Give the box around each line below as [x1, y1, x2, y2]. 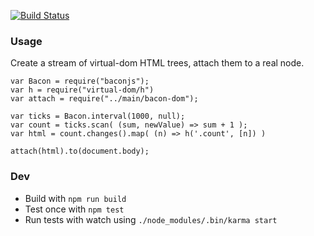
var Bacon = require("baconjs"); [10, 76, 150, 87]
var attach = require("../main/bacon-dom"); [10, 94, 199, 104]
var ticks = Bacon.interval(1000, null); [10, 111, 186, 122]
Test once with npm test [24, 203, 125, 215]
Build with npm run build [24, 192, 127, 204]
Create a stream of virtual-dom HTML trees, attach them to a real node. [10, 57, 305, 69]
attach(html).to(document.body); [10, 146, 150, 157]
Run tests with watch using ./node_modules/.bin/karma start [24, 213, 278, 225]
